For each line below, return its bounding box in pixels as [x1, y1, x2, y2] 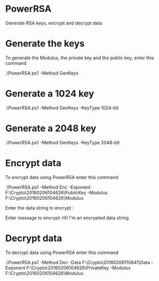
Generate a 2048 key [5, 123, 97, 134]
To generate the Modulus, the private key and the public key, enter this [5, 55, 154, 61]
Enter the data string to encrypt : [5, 205, 74, 211]
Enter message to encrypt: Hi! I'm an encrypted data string [5, 215, 129, 221]
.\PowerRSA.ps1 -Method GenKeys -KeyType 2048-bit [5, 139, 120, 145]
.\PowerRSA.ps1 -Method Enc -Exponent [5, 184, 91, 190]
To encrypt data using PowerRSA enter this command [5, 174, 119, 180]
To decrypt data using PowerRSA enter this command [5, 249, 119, 256]
